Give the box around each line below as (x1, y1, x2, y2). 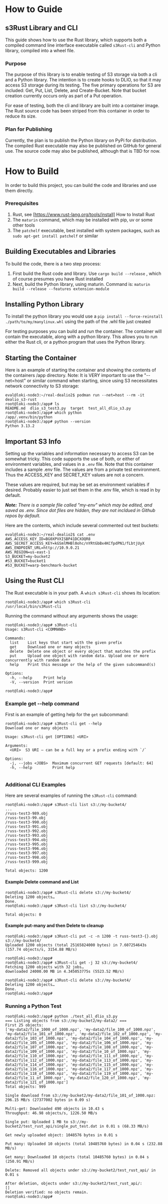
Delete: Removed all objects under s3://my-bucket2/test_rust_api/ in (5, 1168, 156, 1173)
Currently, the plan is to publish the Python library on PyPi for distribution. (5, 137, 157, 143)
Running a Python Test (5, 1002, 62, 1010)
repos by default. (5, 513, 41, 519)
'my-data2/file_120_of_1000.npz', (68, 1075, 140, 1081)
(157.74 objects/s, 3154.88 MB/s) (5, 947, 78, 952)
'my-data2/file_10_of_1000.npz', (70, 1049, 140, 1054)
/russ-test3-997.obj (5, 851, 49, 856)
